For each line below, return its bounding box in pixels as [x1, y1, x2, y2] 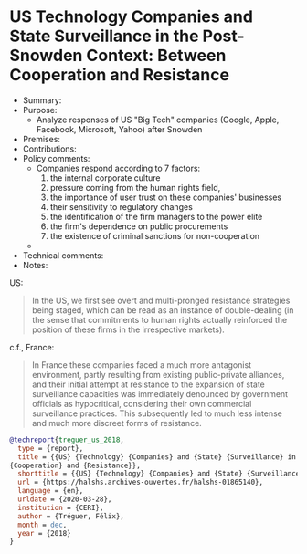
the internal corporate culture [49, 172, 162, 183]
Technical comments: [22, 249, 104, 261]
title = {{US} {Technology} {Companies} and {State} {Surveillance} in [17, 452, 297, 462]
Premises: [22, 133, 61, 144]
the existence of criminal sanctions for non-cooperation [49, 230, 260, 241]
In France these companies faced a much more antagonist [31, 359, 252, 371]
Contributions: [22, 143, 77, 154]
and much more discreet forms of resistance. [31, 417, 203, 428]
